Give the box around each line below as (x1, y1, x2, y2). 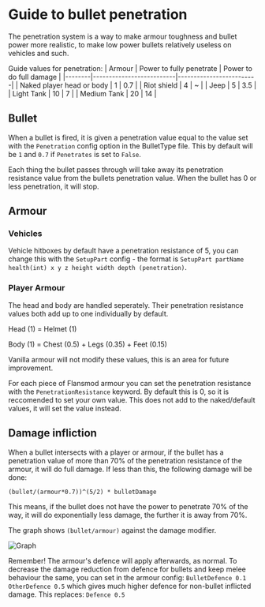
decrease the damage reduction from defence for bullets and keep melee (8, 564, 247, 574)
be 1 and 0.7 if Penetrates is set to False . (8, 149, 142, 159)
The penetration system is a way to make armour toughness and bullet (8, 32, 237, 41)
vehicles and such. (8, 48, 69, 58)
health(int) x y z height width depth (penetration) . (8, 263, 187, 272)
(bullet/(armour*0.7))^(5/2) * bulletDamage (8, 488, 157, 496)
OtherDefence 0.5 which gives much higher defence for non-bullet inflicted (8, 581, 252, 590)
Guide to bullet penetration (8, 6, 188, 24)
